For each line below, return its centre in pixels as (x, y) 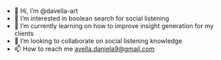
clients (24, 33)
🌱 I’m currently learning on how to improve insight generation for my (114, 26)
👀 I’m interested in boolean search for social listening (91, 18)
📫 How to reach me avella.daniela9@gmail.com (84, 49)
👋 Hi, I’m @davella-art (46, 11)
